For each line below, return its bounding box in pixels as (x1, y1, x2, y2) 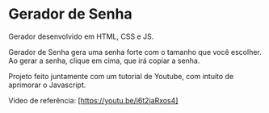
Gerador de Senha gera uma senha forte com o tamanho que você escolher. (8, 47, 263, 56)
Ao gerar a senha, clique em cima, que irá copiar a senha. (8, 56, 200, 65)
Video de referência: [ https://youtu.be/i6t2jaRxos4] (8, 95, 179, 105)
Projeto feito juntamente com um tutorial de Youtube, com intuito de (8, 71, 234, 81)
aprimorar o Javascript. (8, 80, 86, 90)
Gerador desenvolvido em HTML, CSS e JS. (8, 31, 154, 41)
